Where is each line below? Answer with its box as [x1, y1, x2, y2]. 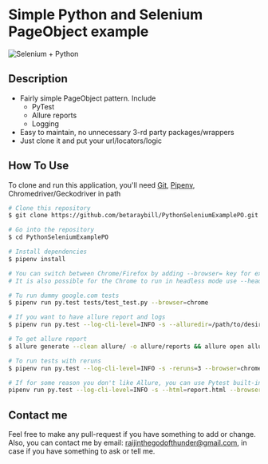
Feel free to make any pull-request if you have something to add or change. [8, 430, 257, 439]
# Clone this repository [8, 204, 91, 212]
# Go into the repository [8, 226, 94, 234]
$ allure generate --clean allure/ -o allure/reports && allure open [8, 342, 245, 351]
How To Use [8, 159, 69, 173]
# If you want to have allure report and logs [8, 313, 166, 321]
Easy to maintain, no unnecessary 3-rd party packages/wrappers [19, 127, 235, 137]
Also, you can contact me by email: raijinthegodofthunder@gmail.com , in [8, 438, 247, 448]
